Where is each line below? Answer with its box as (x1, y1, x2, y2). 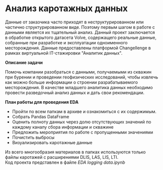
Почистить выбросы (12, 134, 55, 140)
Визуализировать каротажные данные (12, 139, 92, 145)
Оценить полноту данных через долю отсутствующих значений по (12, 119, 152, 125)
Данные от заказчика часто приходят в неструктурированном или (5, 19, 144, 25)
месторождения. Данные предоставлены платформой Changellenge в (5, 45, 151, 51)
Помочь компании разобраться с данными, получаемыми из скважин (5, 69, 152, 75)
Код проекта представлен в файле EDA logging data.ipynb (5, 159, 126, 165)
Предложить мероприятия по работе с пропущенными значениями (12, 129, 153, 135)
